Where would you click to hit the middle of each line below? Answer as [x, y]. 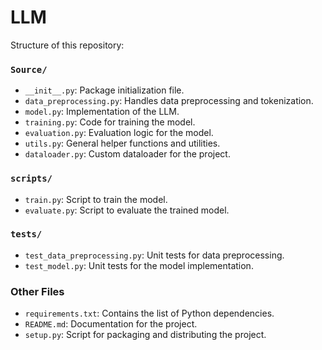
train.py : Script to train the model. [96, 199]
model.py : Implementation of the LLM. [102, 112]
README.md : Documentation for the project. [111, 324]
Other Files [37, 291]
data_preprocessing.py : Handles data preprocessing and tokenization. [169, 101]
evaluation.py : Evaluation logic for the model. [119, 133]
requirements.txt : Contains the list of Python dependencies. [149, 313]
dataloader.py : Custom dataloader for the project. [127, 154]
